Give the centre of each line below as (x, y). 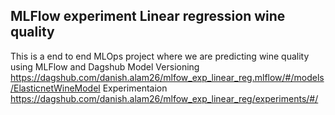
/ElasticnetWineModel (55, 88)
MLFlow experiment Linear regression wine (148, 16)
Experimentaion (135, 88)
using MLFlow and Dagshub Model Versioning (105, 66)
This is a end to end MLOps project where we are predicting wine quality (160, 56)
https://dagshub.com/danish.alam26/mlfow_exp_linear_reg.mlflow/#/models (167, 77)
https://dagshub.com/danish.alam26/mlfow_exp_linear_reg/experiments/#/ (164, 98)
